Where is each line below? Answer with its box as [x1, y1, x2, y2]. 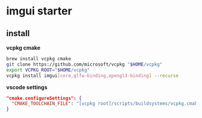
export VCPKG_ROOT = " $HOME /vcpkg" [6, 67, 90, 73]
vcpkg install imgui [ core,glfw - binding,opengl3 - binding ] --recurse [6, 72, 179, 79]
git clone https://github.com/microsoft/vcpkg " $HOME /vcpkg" [6, 61, 163, 67]
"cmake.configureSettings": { [6, 95, 82, 101]
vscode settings [6, 83, 48, 91]
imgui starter [6, 4, 72, 18]
